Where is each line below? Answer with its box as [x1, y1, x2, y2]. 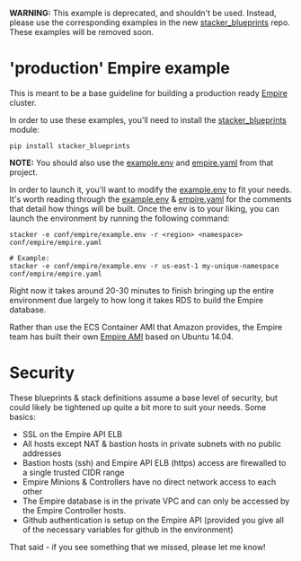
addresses [22, 448, 62, 459]
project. [9, 166, 39, 178]
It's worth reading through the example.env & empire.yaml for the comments [9, 193, 292, 205]
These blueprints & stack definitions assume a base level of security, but [9, 392, 279, 403]
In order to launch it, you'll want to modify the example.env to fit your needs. [9, 184, 292, 195]
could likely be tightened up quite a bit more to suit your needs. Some [9, 401, 267, 412]
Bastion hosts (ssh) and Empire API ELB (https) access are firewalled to [22, 457, 287, 468]
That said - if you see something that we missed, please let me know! [9, 541, 267, 552]
